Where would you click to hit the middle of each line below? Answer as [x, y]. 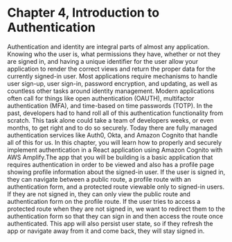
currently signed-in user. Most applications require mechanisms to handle [113, 76]
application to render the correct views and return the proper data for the [111, 69]
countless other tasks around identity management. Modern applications [111, 91]
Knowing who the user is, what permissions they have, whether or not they [114, 54]
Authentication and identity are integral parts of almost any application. [108, 46]
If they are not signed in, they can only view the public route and [99, 194]
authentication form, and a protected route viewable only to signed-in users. [116, 187]
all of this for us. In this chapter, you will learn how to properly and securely [115, 142]
